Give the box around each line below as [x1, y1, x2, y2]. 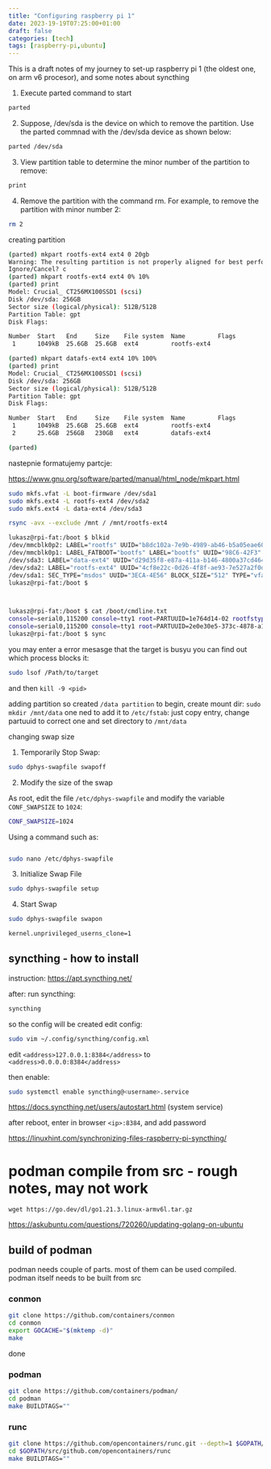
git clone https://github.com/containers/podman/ [8, 1387, 179, 1396]
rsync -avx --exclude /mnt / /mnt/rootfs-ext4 [8, 519, 168, 527]
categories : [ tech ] [8, 34, 74, 43]
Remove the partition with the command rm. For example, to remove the [19, 195, 260, 206]
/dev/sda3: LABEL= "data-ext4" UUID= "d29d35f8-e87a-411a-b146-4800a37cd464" [8, 556, 269, 564]
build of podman [8, 1243, 93, 1257]
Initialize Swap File [19, 869, 82, 879]
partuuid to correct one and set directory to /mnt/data [8, 716, 187, 726]
